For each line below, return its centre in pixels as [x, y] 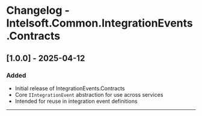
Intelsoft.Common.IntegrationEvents [100, 23]
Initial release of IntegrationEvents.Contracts [70, 88]
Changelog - [38, 11]
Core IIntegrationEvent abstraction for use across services [89, 94]
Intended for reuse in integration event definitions [76, 101]
